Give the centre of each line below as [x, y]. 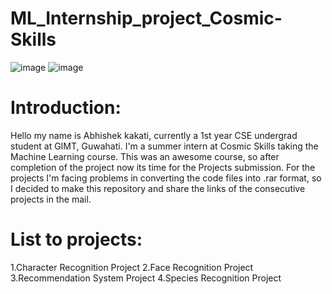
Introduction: [66, 108]
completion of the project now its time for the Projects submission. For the [163, 167]
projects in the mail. [51, 199]
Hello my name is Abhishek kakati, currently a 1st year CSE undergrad [154, 135]
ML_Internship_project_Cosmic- [146, 18]
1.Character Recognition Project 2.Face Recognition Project [132, 267]
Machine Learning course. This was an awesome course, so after [145, 156]
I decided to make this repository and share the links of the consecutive [158, 188]
